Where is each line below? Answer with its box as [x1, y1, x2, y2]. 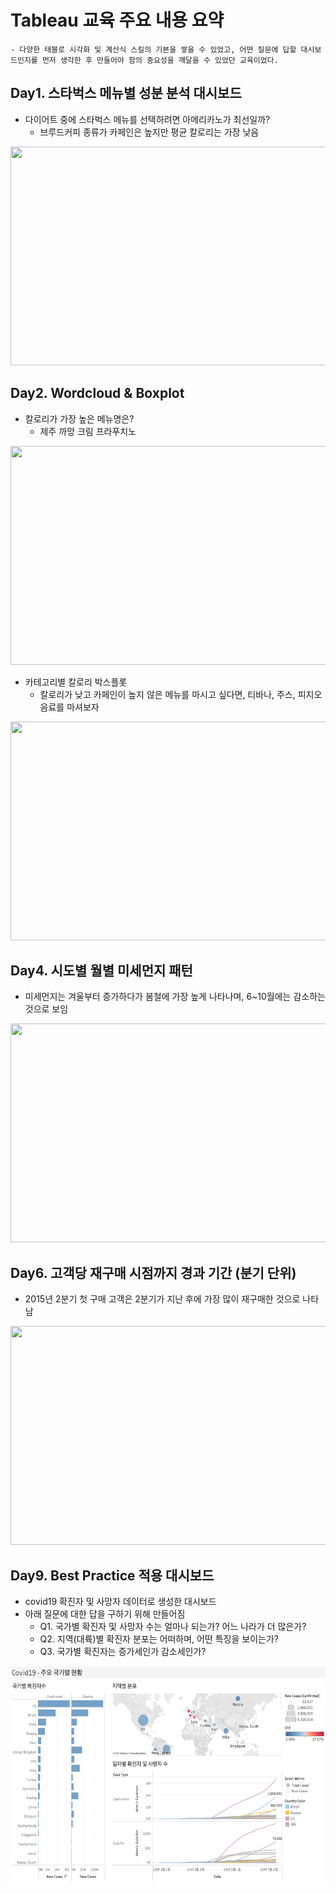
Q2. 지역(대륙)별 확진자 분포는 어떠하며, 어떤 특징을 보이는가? [39, 1633, 279, 1645]
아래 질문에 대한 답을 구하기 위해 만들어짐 [24, 1608, 186, 1620]
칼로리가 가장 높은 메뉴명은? [24, 412, 135, 425]
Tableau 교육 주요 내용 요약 [10, 9, 225, 32]
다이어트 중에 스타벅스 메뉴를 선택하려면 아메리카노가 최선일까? [24, 113, 271, 125]
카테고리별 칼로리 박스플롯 [24, 676, 128, 688]
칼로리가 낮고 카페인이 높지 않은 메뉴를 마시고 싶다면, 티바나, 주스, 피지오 [39, 688, 323, 700]
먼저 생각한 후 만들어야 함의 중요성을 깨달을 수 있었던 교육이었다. [41, 55, 279, 65]
